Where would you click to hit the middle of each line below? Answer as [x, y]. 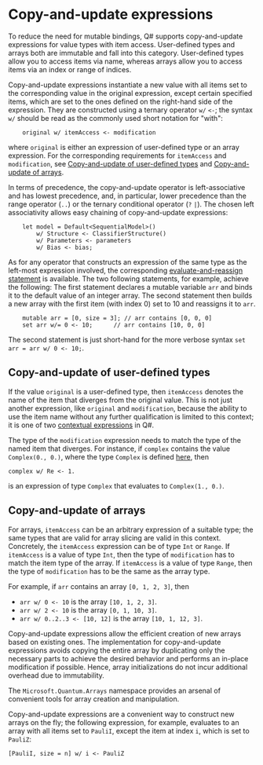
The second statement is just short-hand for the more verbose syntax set [127, 339]
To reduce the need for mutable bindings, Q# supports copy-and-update [126, 36]
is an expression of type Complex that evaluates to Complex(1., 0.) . [117, 485]
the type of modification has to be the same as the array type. [109, 571]
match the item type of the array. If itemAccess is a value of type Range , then [130, 562]
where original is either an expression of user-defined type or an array [124, 147]
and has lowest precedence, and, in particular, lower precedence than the [128, 196]
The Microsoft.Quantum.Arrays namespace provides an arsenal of [115, 690]
